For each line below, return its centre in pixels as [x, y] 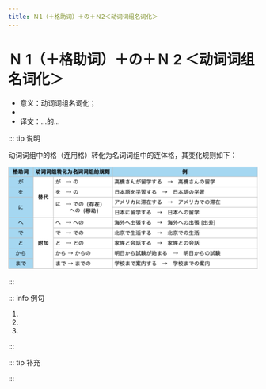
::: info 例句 [27, 298]
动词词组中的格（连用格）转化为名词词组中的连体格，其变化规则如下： [123, 155]
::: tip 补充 [25, 363]
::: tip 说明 [25, 138]
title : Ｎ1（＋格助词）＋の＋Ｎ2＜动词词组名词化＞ [83, 17]
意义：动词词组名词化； [58, 102]
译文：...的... [40, 121]
